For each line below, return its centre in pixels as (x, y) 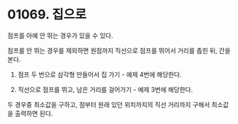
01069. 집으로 (47, 15)
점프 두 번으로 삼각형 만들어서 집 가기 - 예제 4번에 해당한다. (99, 74)
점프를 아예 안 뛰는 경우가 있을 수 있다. (60, 35)
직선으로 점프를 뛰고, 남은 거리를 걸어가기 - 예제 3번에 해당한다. (105, 89)
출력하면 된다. (34, 113)
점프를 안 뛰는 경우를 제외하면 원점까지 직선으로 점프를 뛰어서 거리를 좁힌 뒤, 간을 (119, 50)
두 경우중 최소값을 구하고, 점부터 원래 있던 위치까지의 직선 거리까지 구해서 (109, 104)
